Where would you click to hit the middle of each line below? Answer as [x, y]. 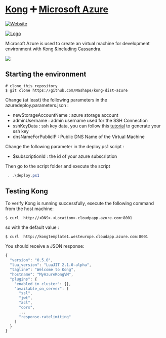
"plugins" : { [24, 279]
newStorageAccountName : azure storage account [66, 115]
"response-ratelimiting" [45, 317]
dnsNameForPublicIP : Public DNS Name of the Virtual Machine [79, 137]
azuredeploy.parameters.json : [37, 105]
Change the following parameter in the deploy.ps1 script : [65, 146]
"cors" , [27, 308]
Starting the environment [46, 74]
